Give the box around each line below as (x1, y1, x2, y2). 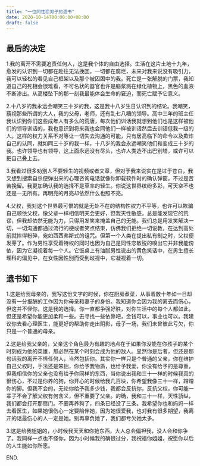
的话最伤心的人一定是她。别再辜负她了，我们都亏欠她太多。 (11, 415, 158, 421)
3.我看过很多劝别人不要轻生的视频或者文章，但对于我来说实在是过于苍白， (6, 167, 189, 174)
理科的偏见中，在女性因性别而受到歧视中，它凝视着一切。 (6, 254, 147, 262)
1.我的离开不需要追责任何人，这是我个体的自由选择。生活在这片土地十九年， (6, 60, 192, 67)
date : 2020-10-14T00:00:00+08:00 (6, 14, 89, 20)
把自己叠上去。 (6, 155, 43, 162)
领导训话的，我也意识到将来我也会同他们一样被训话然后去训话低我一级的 (16, 125, 194, 132)
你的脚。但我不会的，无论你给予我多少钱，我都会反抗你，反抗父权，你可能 (6, 385, 189, 392)
